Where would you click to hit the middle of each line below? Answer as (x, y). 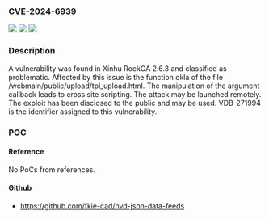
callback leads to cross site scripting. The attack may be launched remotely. (135, 94)
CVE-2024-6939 (42, 11)
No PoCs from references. (52, 169)
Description (32, 51)
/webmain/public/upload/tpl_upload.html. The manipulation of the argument (134, 86)
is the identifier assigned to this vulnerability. (83, 112)
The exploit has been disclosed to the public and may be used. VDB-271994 (134, 103)
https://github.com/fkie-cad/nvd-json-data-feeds (102, 206)
